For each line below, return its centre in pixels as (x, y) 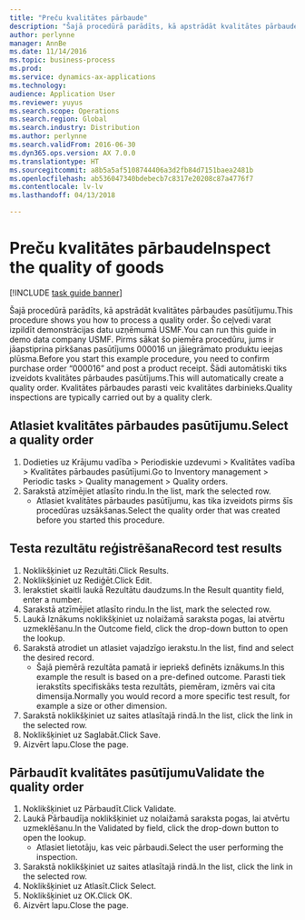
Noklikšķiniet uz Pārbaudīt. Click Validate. (99, 809)
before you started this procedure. (100, 520)
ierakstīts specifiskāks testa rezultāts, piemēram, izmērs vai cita (156, 686)
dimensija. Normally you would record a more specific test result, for (163, 695)
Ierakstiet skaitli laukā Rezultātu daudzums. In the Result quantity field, (153, 590)
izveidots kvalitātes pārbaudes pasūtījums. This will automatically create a (147, 377)
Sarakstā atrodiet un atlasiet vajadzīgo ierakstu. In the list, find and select (158, 647)
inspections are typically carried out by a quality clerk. (111, 397)
